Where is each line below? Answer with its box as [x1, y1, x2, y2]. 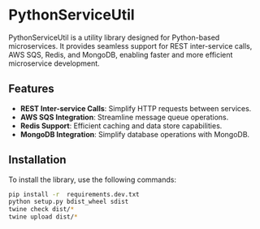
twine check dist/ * [8, 205, 75, 214]
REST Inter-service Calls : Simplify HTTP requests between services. [19, 103, 252, 113]
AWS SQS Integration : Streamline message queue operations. [19, 112, 229, 122]
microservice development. [8, 58, 100, 68]
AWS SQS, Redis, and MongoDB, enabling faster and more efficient [8, 50, 233, 59]
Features [8, 82, 54, 96]
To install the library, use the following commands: [8, 175, 177, 184]
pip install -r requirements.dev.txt [8, 190, 140, 198]
